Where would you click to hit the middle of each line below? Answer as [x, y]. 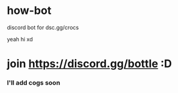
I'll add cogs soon [34, 83]
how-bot [29, 11]
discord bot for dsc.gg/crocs [43, 27]
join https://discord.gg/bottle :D [90, 64]
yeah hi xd [20, 39]
